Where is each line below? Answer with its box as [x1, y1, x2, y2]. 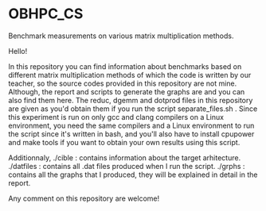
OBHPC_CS [8, 5, 84, 23]
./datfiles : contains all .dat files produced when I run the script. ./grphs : [8, 161, 245, 171]
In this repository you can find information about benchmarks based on [8, 61, 242, 71]
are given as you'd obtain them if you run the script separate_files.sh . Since [8, 104, 258, 113]
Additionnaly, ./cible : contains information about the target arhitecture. [8, 152, 241, 163]
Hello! [8, 46, 28, 56]
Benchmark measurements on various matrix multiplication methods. [8, 31, 234, 40]
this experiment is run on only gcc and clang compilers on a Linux [8, 112, 225, 121]
